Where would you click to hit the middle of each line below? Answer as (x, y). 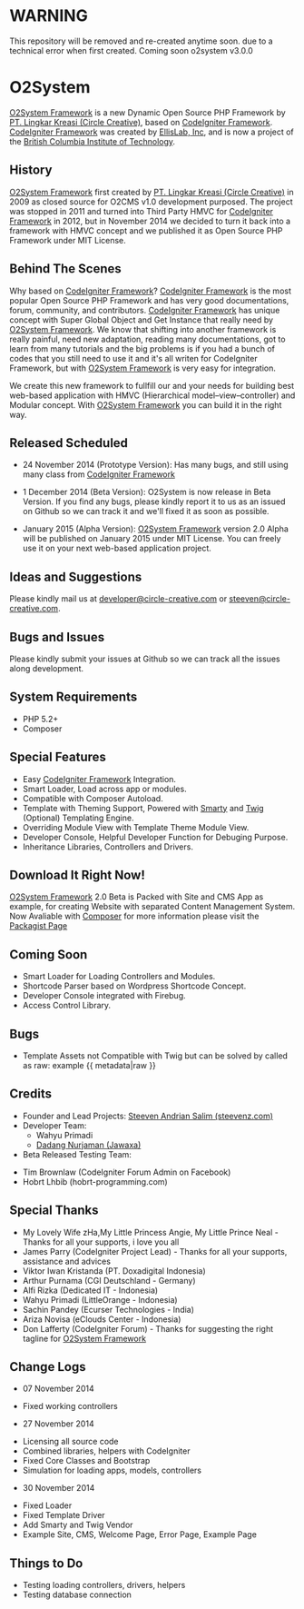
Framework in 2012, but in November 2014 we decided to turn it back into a (150, 221)
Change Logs (48, 1367)
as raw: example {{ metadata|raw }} (89, 1065)
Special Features (58, 757)
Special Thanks (54, 1211)
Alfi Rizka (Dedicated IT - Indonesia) (90, 1290)
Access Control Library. (67, 1006)
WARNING (49, 16)
